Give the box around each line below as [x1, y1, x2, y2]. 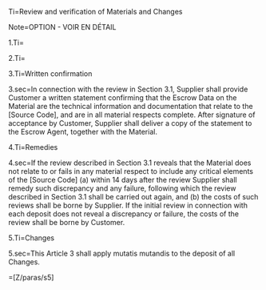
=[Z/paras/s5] [8, 272, 54, 282]
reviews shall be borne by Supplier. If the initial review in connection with [8, 200, 248, 210]
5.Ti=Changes [8, 233, 54, 243]
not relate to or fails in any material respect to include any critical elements [8, 167, 254, 175]
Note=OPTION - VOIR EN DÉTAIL [8, 22, 117, 31]
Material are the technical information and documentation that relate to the [8, 102, 253, 111]
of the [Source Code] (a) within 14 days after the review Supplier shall [8, 175, 237, 184]
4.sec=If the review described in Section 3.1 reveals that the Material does [8, 158, 252, 167]
